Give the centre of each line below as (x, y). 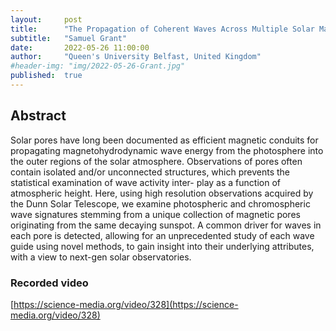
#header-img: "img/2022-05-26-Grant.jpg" (98, 66)
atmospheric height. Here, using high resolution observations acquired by (162, 193)
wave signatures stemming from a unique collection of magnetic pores (155, 214)
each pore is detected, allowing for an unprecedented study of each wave (162, 235)
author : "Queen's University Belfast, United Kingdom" (136, 57)
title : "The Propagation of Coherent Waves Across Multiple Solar (162, 29)
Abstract (38, 116)
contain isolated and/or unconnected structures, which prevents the (150, 172)
